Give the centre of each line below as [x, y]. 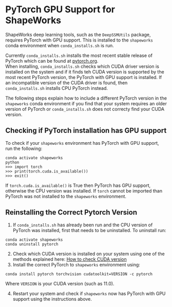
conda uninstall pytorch [32, 244]
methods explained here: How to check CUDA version [70, 259]
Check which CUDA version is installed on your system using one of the [89, 254]
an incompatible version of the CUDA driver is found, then [66, 83]
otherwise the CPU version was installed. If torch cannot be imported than [84, 190]
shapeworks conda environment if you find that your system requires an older [86, 103]
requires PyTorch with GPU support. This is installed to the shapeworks [79, 40]
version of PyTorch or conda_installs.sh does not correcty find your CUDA [85, 109]
